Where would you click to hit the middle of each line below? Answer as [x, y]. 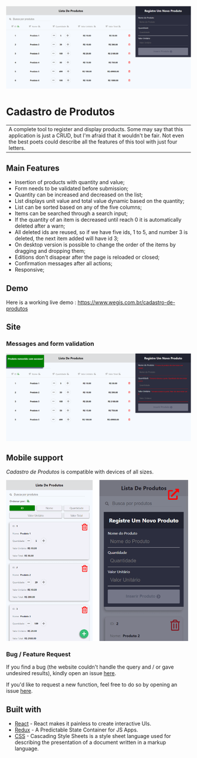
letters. [17, 148]
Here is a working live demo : [41, 302]
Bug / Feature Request [38, 654]
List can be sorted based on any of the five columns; [78, 207]
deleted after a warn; [40, 226]
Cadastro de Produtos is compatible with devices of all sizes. [80, 472]
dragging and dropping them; [50, 251]
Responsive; [30, 270]
